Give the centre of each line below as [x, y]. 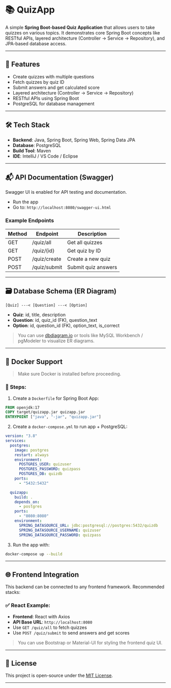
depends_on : [27, 502]
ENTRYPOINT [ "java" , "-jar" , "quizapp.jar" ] [53, 417]
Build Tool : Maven [32, 151]
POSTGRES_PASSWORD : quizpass [50, 469]
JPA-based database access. [36, 43]
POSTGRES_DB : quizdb [40, 474]
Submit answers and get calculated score [56, 87]
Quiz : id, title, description [39, 315]
